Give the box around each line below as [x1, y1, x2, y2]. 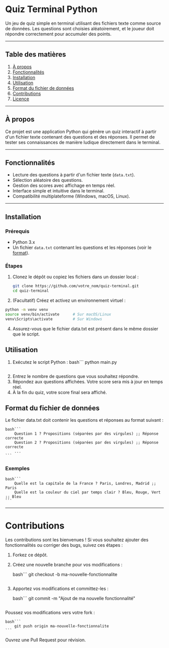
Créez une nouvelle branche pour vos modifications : [12, 561, 123, 567]
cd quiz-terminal [12, 288, 49, 293]
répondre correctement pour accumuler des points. [5, 31, 112, 37]
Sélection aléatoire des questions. [12, 177, 83, 183]
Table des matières [5, 50, 66, 59]
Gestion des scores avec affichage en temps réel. [12, 182, 116, 188]
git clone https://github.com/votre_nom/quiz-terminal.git [12, 284, 139, 289]
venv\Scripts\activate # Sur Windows [5, 316, 102, 321]
